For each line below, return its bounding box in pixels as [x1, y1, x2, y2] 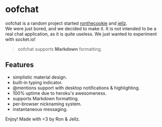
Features [5, 60, 34, 69]
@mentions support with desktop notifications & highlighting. [12, 85, 140, 91]
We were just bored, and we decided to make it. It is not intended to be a [5, 25, 157, 31]
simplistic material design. [12, 74, 67, 80]
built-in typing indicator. [12, 79, 63, 85]
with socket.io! [5, 36, 36, 42]
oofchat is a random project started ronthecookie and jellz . [5, 20, 128, 26]
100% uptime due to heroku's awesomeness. [12, 90, 107, 96]
